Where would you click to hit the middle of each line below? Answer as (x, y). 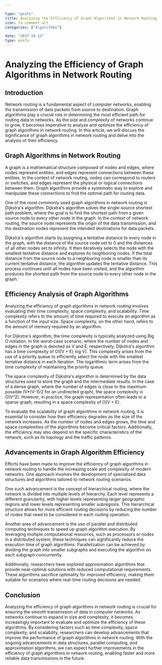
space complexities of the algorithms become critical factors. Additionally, (79, 427)
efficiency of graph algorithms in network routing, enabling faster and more (80, 653)
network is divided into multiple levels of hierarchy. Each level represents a (79, 494)
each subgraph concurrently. (34, 555)
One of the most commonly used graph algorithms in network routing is (76, 202)
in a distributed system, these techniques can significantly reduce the (74, 539)
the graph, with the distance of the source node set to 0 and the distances (79, 243)
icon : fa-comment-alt (27, 23)
